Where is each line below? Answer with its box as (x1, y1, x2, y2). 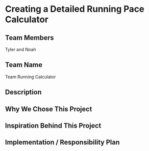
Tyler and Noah (5, 47, 36, 52)
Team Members (5, 33, 54, 42)
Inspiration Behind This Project (5, 121, 101, 130)
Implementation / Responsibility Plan (5, 138, 120, 147)
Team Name (5, 60, 43, 69)
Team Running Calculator (5, 74, 56, 80)
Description (5, 88, 42, 96)
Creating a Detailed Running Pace (5, 3, 145, 15)
